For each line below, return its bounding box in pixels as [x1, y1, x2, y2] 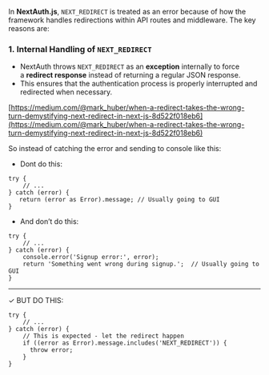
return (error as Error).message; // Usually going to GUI [18, 196, 220, 204]
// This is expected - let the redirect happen [22, 332, 184, 341]
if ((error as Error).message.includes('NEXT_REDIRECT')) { [22, 339, 227, 347]
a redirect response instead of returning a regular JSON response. [19, 70, 241, 80]
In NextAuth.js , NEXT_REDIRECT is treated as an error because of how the [8, 7, 247, 16]
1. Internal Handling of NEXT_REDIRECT [8, 43, 152, 54]
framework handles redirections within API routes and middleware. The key [8, 15, 256, 25]
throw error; [29, 346, 74, 354]
